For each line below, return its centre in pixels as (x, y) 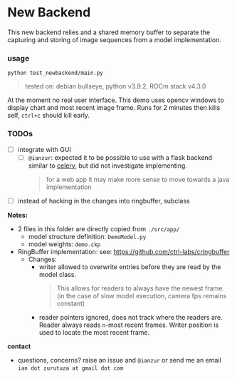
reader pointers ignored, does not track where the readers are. (131, 317)
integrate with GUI (44, 149)
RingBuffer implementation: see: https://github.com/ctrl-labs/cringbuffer (123, 251)
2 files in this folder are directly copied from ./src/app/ (99, 228)
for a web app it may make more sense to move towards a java (138, 179)
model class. (58, 274)
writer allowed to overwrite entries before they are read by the (130, 267)
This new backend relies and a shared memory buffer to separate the (109, 32)
